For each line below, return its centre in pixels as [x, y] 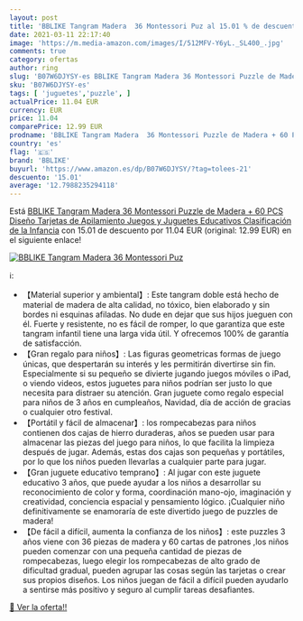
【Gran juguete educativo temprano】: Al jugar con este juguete [142, 473]
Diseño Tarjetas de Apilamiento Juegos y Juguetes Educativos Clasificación [151, 221]
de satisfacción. [52, 343]
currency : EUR [36, 110]
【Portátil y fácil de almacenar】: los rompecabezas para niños [139, 423]
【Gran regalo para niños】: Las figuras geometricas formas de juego [151, 354]
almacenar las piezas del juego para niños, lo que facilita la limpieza [148, 442]
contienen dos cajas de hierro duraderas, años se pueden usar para [148, 433]
